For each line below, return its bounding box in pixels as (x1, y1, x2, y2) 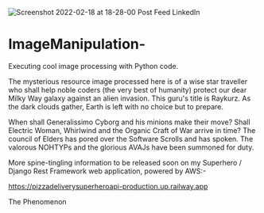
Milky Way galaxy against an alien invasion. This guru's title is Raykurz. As (8, 93, 251, 103)
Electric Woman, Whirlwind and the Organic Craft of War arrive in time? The (8, 125, 256, 135)
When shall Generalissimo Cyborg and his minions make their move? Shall (8, 117, 250, 127)
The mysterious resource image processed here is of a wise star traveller (8, 76, 248, 86)
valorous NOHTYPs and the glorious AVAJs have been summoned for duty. (8, 143, 254, 152)
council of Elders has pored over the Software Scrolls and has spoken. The (8, 134, 254, 143)
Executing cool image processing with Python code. (8, 61, 179, 70)
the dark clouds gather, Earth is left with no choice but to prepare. (8, 101, 224, 111)
